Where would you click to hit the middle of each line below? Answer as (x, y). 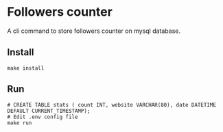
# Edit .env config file (43, 117)
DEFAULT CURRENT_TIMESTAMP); (49, 111)
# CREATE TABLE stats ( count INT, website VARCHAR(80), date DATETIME (111, 105)
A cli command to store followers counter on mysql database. (94, 31)
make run (20, 123)
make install (26, 68)
